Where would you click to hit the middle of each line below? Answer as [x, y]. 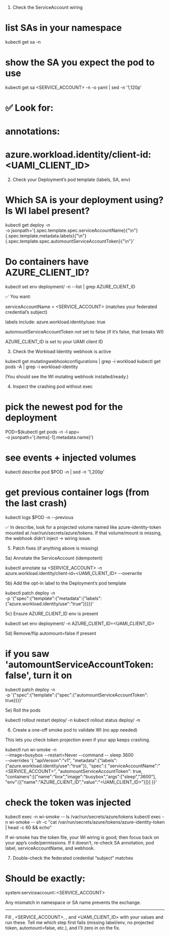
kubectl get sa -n [23, 42]
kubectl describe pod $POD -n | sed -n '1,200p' [55, 472]
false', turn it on [39, 675]
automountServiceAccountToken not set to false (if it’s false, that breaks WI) [84, 332]
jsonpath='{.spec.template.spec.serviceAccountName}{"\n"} [74, 230]
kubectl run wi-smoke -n [31, 749]
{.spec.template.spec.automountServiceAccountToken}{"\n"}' [70, 241]
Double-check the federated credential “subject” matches [73, 858]
